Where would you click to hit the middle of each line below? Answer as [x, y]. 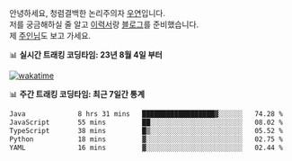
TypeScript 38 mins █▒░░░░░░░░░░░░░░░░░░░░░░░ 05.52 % [146, 130]
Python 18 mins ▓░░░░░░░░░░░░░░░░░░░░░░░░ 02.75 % [146, 139]
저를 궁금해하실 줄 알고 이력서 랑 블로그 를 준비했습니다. [104, 24]
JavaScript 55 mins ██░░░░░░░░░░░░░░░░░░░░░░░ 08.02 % [146, 122]
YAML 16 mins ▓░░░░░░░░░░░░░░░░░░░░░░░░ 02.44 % [146, 148]
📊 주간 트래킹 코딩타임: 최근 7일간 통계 [77, 94]
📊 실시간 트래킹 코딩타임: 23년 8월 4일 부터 [86, 55]
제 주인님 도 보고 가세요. [50, 36]
